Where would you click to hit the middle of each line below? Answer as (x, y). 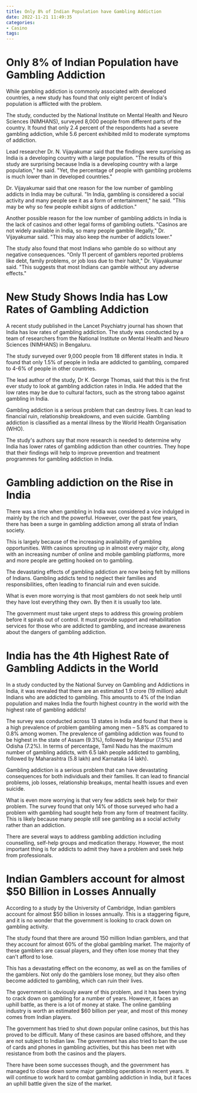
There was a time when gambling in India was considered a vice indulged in (98, 511)
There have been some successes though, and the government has (88, 1065)
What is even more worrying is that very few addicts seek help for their (92, 800)
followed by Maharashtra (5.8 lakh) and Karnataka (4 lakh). (77, 758)
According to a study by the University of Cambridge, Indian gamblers (91, 908)
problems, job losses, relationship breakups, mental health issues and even (97, 782)
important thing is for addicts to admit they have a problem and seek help (95, 849)
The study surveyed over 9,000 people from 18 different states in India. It (95, 356)
